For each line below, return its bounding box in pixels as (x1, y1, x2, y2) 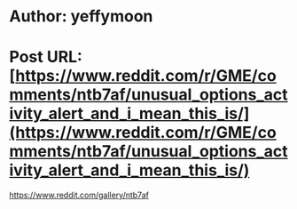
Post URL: (9, 47, 82, 68)
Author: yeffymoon (9, 6, 153, 27)
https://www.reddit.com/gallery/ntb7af (9, 189, 149, 201)
